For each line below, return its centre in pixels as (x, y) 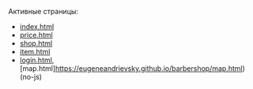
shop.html (36, 43)
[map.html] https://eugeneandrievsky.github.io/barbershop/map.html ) (132, 69)
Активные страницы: (43, 11)
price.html (36, 35)
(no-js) (30, 77)
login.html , (37, 60)
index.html (37, 26)
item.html (35, 52)
